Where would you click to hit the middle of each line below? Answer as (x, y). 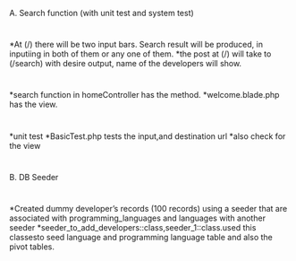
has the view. (34, 104)
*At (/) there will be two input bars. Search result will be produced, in (136, 45)
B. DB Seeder (34, 177)
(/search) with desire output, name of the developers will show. (126, 64)
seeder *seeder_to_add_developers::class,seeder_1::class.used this (133, 227)
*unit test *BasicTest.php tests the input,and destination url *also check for (148, 136)
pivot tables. (32, 247)
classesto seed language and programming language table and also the (141, 237)
